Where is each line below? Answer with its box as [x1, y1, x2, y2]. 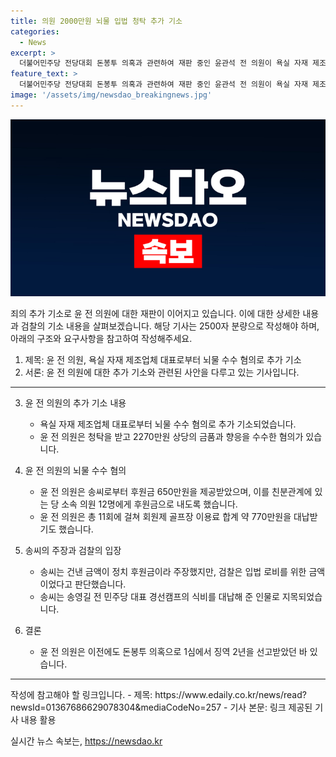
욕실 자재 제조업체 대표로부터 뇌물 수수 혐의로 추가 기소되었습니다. [39, 418, 297, 430]
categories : [10, 26, 60, 37]
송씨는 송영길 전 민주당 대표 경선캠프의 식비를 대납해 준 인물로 [39, 591, 280, 603]
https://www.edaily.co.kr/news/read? [154, 689, 307, 701]
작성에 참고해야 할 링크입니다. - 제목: [10, 689, 153, 701]
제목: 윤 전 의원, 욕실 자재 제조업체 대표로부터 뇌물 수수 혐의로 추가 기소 [24, 354, 302, 366]
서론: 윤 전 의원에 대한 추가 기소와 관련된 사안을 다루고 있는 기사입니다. [24, 366, 300, 379]
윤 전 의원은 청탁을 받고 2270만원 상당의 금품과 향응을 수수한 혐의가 [39, 431, 304, 443]
